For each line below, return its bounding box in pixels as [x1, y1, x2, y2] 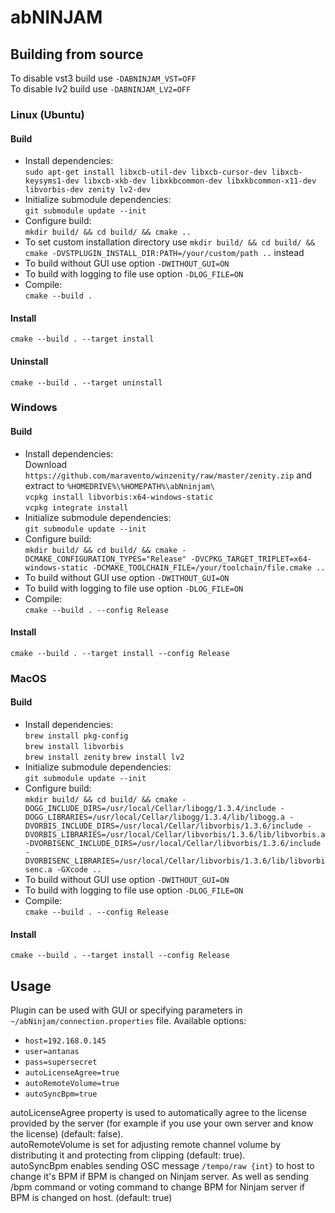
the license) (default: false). [10, 1128, 124, 1140]
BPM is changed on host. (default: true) [10, 1192, 173, 1203]
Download [24, 458, 68, 470]
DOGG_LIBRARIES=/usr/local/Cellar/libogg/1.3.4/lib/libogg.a [24, 812, 286, 822]
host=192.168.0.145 [24, 1036, 107, 1046]
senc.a [24, 864, 53, 875]
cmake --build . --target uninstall [10, 377, 163, 388]
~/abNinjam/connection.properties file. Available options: [10, 1015, 247, 1026]
